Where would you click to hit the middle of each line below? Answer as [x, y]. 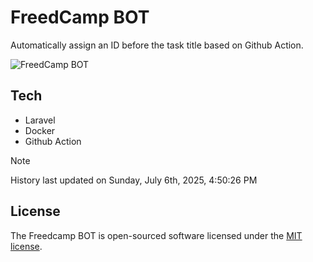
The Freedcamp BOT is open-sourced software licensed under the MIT [156, 235]
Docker [40, 130]
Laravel [40, 120]
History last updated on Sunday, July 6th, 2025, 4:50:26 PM [134, 180]
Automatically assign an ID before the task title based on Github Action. [157, 45]
